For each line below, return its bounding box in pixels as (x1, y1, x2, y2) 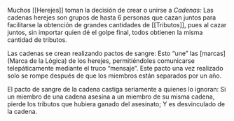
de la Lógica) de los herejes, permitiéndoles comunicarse (29, 57, 195, 65)
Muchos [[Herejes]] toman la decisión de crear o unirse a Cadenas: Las (7, 6, 214, 14)
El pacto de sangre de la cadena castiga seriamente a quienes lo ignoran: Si (7, 85, 226, 93)
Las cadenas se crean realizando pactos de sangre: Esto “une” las (7, 49, 198, 57)
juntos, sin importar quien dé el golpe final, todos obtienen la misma (7, 28, 203, 36)
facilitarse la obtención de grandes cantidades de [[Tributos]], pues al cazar (7, 21, 227, 29)
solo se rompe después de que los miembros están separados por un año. (7, 71, 222, 80)
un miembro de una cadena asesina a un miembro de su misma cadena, (7, 92, 215, 101)
